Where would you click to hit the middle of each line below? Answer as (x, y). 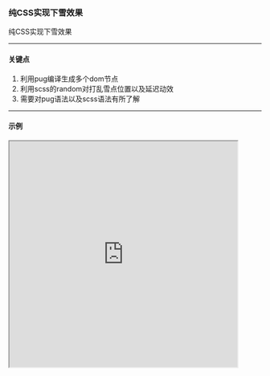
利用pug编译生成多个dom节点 (69, 79)
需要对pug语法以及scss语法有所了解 (80, 99)
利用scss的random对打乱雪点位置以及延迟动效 (97, 88)
